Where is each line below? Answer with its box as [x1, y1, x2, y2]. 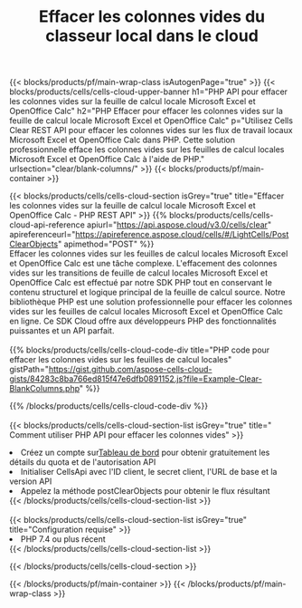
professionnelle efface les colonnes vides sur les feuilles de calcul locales [9, 144, 285, 155]
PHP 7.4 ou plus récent [21, 534, 106, 545]
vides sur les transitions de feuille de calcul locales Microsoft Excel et [9, 267, 269, 278]
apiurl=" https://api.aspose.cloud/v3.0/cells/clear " [87, 219, 272, 230]
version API [9, 476, 52, 487]
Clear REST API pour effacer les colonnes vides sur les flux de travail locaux [9, 125, 293, 136]
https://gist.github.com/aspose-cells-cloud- [48, 364, 212, 375]
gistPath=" [9, 364, 50, 375]
